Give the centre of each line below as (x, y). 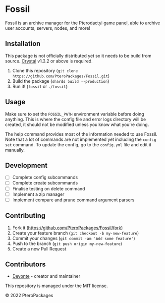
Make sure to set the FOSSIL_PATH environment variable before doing (75, 114)
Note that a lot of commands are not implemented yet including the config (81, 139)
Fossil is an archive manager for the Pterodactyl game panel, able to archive (82, 23)
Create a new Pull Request (39, 248)
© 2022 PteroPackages (29, 296)
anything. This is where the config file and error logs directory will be (76, 119)
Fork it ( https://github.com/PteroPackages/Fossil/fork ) (67, 228)
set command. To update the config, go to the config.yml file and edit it (78, 144)
